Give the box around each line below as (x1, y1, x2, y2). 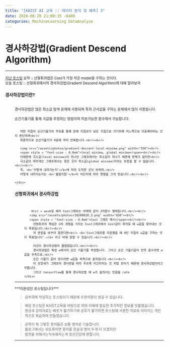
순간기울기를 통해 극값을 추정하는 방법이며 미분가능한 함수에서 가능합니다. (15, 116, 130, 121)
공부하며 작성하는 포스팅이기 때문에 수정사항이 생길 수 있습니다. (25, 295, 124, 300)
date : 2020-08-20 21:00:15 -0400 (5, 13, 75, 19)
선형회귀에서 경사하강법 (15, 191, 59, 197)
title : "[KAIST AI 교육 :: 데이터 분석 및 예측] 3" (5, 8, 106, 13)
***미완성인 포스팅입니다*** (15, 286, 59, 291)
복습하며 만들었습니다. (35, 313, 70, 318)
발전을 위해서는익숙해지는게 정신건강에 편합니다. (25, 332, 101, 337)
